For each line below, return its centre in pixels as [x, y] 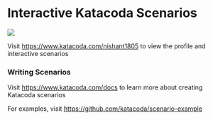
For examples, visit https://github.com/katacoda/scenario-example [105, 109]
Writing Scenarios [39, 72]
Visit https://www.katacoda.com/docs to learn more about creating [105, 87]
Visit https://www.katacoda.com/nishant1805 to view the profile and [106, 46]
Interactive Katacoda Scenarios [102, 13]
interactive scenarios [38, 53]
